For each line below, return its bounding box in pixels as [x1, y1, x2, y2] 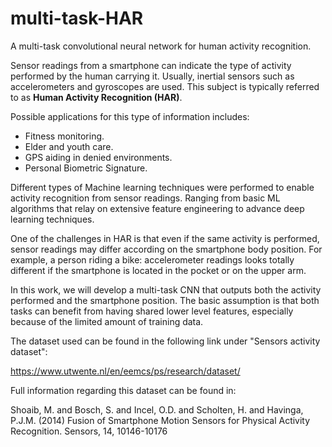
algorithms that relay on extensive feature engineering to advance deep [10, 202, 305, 214]
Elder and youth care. [24, 140, 114, 152]
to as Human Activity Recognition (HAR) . [10, 91, 183, 103]
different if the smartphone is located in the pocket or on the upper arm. [10, 264, 307, 276]
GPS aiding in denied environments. [24, 151, 173, 163]
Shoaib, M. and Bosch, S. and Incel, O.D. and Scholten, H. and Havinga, [10, 403, 304, 416]
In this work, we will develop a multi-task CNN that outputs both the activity [10, 283, 322, 296]
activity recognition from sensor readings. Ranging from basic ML [10, 192, 281, 204]
